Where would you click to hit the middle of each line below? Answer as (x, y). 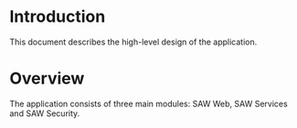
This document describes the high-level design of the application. (133, 42)
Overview (47, 79)
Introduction (58, 17)
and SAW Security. (45, 113)
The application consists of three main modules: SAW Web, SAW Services (148, 103)
